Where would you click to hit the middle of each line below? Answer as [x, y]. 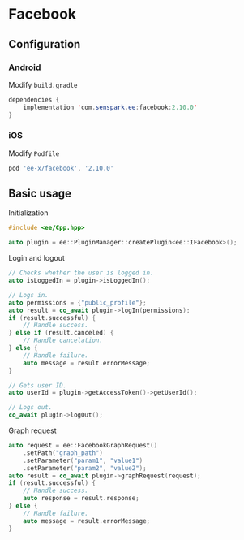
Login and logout [36, 258]
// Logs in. [28, 295]
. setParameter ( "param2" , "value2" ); [85, 468]
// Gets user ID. [38, 385]
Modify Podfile [34, 153]
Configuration [45, 44]
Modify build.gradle [43, 84]
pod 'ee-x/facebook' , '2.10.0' [61, 168]
